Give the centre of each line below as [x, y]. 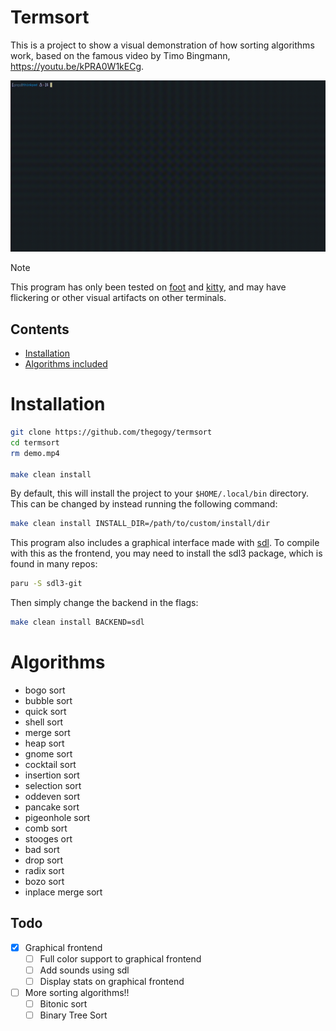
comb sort [46, 828]
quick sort [45, 712]
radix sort [44, 871]
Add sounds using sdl [84, 970]
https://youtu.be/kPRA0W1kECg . [77, 66]
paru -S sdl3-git [46, 584]
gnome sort [48, 754]
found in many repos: [54, 564]
